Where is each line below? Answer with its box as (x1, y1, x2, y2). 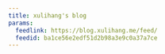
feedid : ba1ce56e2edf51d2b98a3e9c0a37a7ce (15, 33, 158, 42)
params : (8, 19, 34, 27)
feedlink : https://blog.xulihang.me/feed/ (15, 26, 158, 34)
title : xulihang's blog (8, 11, 87, 20)
